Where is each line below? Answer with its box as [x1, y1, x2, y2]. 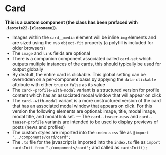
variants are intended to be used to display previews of [44, 119, 158, 125]
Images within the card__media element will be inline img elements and [12, 34, 156, 40]
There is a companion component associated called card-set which [12, 55, 152, 61]
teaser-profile [12, 120, 44, 125]
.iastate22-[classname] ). [5, 24, 58, 30]
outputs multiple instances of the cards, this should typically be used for [12, 61, 161, 67]
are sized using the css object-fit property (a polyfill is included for [12, 39, 154, 45]
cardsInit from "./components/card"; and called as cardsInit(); [12, 144, 148, 150]
